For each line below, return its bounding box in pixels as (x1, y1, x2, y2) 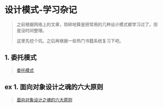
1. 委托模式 (4, 53, 37, 62)
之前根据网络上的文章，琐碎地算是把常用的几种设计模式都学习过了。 (16, 21, 154, 27)
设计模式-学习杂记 (4, 4, 78, 16)
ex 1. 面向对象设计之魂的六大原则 (4, 83, 103, 91)
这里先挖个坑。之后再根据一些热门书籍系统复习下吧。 (16, 37, 124, 44)
